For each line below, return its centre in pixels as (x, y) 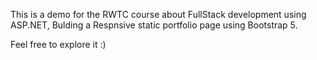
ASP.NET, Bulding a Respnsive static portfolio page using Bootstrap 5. (154, 25)
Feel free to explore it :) (58, 44)
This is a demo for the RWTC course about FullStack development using (158, 14)
